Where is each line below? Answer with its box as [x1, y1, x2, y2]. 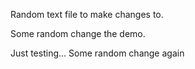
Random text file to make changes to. [10, 9, 164, 20]
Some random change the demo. [10, 28, 146, 39]
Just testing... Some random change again [10, 47, 185, 59]
